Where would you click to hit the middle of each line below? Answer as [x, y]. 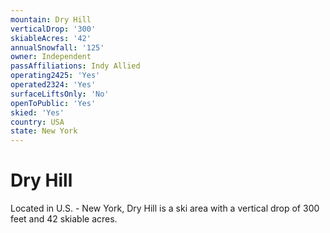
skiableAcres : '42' [51, 38]
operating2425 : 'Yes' [55, 76]
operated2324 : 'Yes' [53, 85]
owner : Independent [51, 57]
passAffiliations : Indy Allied [75, 66]
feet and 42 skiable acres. [64, 219]
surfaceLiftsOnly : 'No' [60, 94]
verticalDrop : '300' [53, 29]
